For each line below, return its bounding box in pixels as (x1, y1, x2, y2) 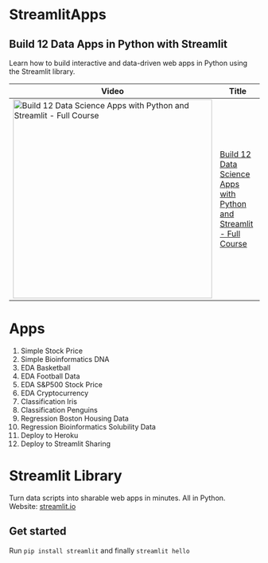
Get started (9, 525, 67, 538)
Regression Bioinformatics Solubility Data (20, 421, 156, 431)
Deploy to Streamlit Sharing (20, 439, 111, 448)
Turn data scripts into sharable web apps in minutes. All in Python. (9, 493, 226, 503)
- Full (219, 228, 241, 239)
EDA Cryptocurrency (20, 388, 89, 398)
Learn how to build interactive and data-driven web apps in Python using (9, 58, 248, 68)
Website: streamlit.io (9, 501, 76, 511)
